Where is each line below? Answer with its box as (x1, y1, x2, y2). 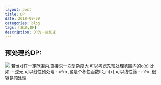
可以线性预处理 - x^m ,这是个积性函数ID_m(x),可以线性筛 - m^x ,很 (24, 68, 157, 74)
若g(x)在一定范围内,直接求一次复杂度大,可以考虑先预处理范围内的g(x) (11, 63, 149, 68)
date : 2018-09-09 (5, 16, 40, 21)
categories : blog (5, 20, 40, 26)
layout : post (5, 7, 32, 12)
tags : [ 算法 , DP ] (5, 25, 36, 30)
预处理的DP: (5, 49, 42, 57)
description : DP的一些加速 (5, 30, 56, 34)
